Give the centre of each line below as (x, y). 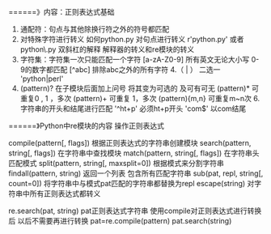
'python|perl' (42, 79)
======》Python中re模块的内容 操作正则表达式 (86, 126)
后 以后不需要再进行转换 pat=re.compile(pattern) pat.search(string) (120, 221)
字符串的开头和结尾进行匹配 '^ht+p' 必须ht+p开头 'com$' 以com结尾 (133, 108)
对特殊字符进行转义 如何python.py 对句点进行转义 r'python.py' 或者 (132, 39)
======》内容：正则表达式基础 (61, 12)
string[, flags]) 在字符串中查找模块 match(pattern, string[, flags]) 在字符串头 (134, 153)
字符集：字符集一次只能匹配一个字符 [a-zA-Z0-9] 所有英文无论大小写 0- (140, 60)
